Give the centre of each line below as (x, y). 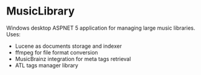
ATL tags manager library (47, 65)
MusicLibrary (41, 11)
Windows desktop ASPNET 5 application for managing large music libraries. (101, 28)
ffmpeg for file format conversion (56, 52)
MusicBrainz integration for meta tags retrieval (73, 59)
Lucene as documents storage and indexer (68, 46)
